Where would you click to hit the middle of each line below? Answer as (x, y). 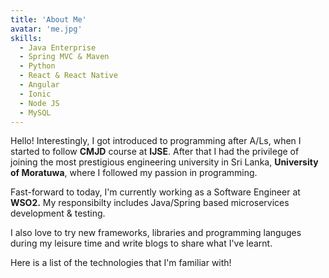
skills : (26, 38)
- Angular (39, 85)
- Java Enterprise (58, 47)
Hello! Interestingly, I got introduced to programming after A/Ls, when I (156, 141)
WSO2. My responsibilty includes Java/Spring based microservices (150, 203)
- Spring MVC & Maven (64, 57)
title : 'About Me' (48, 19)
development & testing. (58, 213)
